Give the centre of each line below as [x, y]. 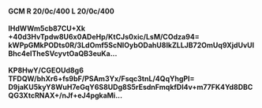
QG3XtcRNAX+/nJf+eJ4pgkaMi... [65, 95]
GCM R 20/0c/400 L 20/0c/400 [61, 11]
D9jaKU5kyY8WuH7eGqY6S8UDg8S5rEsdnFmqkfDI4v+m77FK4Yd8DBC [131, 88]
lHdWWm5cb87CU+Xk [47, 28]
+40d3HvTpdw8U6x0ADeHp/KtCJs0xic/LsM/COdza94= [104, 37]
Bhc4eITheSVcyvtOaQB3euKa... [63, 54]
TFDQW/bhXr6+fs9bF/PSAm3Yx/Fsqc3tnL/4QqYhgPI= [101, 79]
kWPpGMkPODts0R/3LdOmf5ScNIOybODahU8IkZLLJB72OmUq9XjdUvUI [131, 45]
